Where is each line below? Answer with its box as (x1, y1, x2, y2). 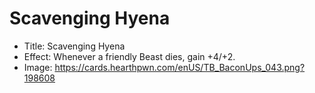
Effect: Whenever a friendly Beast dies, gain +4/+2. (23, 50, 236, 62)
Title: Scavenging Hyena (23, 40, 126, 52)
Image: (23, 61, 53, 73)
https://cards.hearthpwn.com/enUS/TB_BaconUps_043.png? (54, 61, 306, 73)
